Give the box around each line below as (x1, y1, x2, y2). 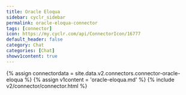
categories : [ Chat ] (6, 48, 55, 54)
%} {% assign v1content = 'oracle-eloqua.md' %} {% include (24, 76, 175, 83)
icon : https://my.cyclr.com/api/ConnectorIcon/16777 (6, 31, 141, 37)
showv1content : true (6, 53, 58, 59)
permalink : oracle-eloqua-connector (6, 20, 98, 26)
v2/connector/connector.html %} (6, 82, 88, 90)
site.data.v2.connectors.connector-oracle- (74, 69, 181, 76)
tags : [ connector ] (6, 25, 52, 32)
